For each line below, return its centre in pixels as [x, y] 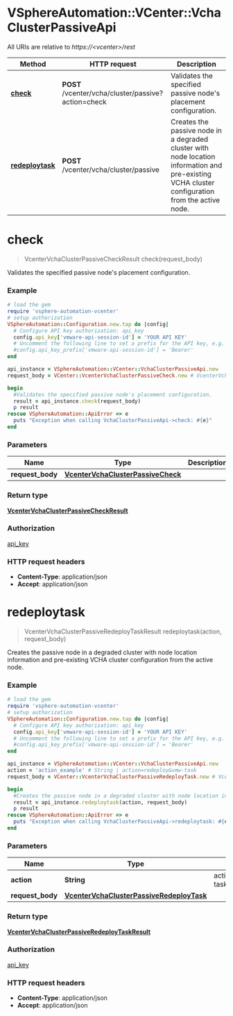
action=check [85, 102]
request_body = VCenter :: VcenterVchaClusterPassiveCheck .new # [101, 376]
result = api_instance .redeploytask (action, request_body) [101, 802]
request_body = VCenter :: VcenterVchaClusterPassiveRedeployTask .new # [111, 777]
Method [33, 64]
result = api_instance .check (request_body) [77, 401]
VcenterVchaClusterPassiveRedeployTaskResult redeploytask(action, [123, 631]
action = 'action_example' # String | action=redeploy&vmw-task [102, 771]
